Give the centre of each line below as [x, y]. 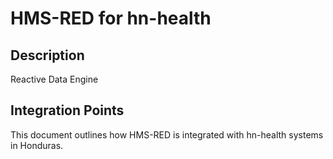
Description [47, 55]
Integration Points [67, 110]
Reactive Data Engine [54, 79]
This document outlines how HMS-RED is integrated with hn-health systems [167, 134]
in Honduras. [37, 145]
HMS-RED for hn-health [111, 18]
